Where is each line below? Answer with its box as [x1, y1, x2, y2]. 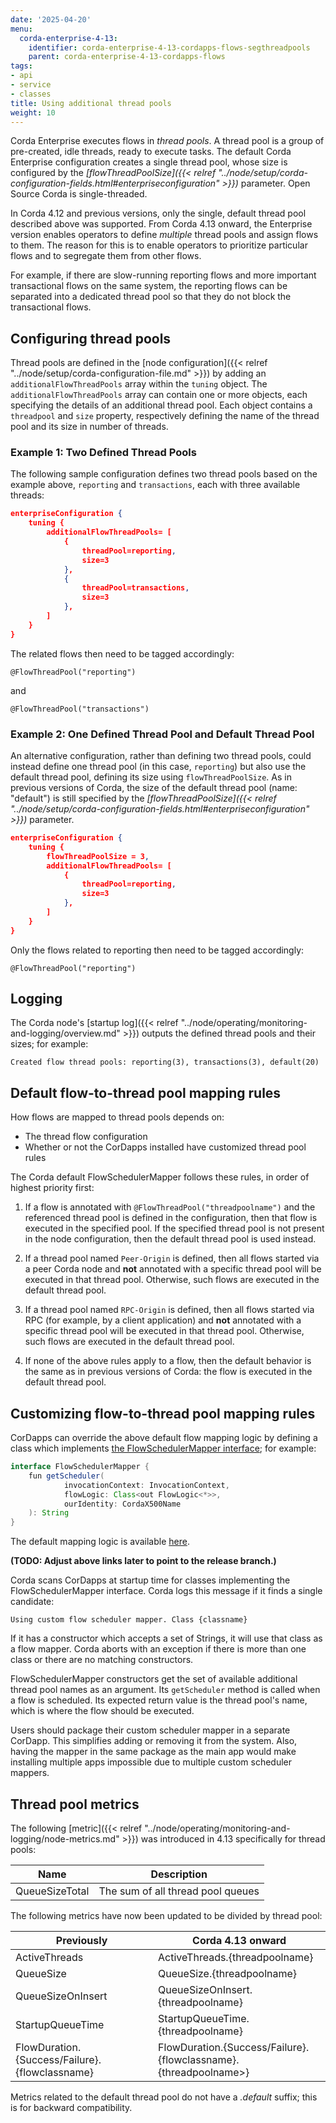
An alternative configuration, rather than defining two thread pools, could [10, 750, 312, 762]
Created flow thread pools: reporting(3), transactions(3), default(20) [10, 1057, 320, 1068]
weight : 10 [10, 107, 56, 118]
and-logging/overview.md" [10, 1027, 121, 1040]
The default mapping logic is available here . [10, 1536, 190, 1548]
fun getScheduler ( [28, 1471, 105, 1481]
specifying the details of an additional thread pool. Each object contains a [10, 399, 313, 411]
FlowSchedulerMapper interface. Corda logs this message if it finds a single [10, 1585, 323, 1597]
